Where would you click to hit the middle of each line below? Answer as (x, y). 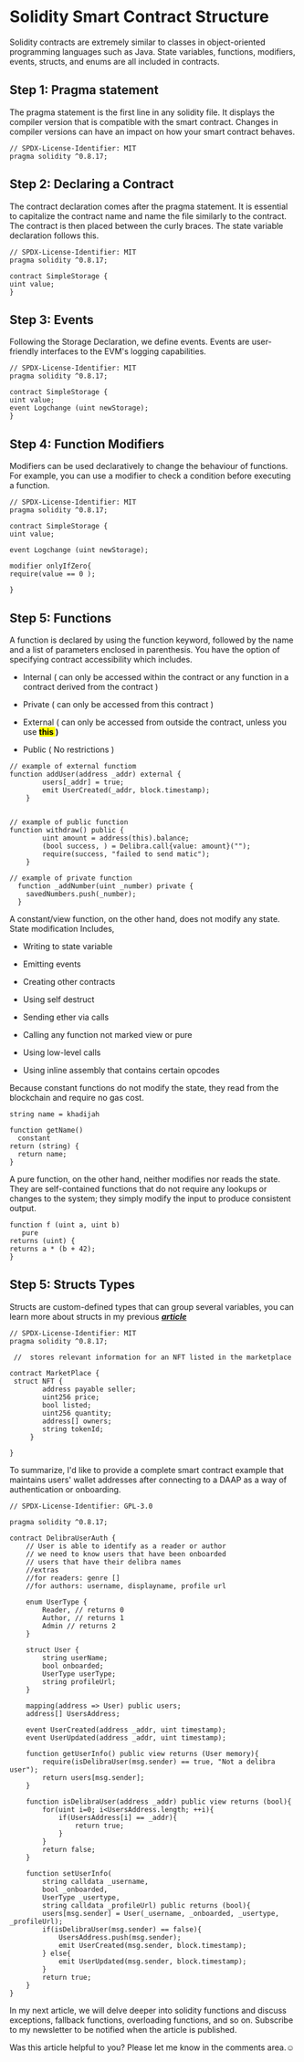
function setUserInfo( (69, 1873)
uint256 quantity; (77, 1413)
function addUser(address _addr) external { (95, 774)
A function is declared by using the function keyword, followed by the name (152, 640)
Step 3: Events (52, 320)
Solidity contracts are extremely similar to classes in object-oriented (138, 42)
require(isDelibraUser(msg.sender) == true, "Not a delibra (159, 1762)
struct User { (52, 1649)
